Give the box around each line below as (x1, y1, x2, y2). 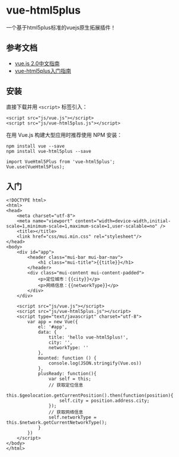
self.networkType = (48, 414, 97, 421)
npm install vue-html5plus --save (6, 148, 92, 154)
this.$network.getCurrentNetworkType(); (6, 420, 108, 426)
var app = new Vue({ (27, 319, 78, 325)
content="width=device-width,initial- (75, 218, 171, 224)
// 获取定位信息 (48, 382, 84, 388)
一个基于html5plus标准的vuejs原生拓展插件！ (6, 24, 116, 31)
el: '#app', (37, 324, 68, 330)
